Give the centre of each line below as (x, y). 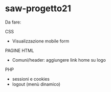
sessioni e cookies (31, 79)
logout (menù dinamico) (36, 84)
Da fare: (13, 22)
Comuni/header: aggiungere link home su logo (59, 60)
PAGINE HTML (20, 50)
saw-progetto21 (38, 9)
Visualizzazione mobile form (41, 41)
